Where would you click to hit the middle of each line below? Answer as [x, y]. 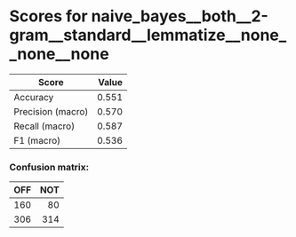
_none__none [59, 54]
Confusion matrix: [49, 167]
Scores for [48, 16]
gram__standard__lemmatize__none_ [148, 35]
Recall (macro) [44, 126]
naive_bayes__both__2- [180, 16]
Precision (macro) [51, 111]
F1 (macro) [37, 140]
